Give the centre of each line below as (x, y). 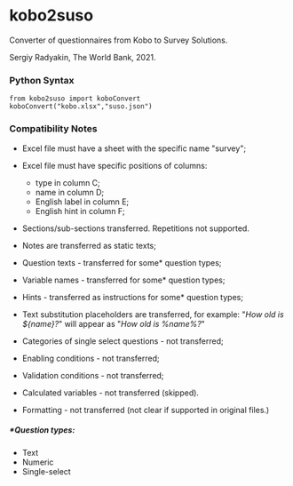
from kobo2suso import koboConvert (75, 99)
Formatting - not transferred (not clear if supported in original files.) (146, 410)
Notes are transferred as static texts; (89, 245)
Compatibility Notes (53, 129)
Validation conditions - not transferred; (93, 375)
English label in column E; (82, 202)
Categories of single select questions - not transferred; (123, 341)
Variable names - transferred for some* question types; (123, 280)
